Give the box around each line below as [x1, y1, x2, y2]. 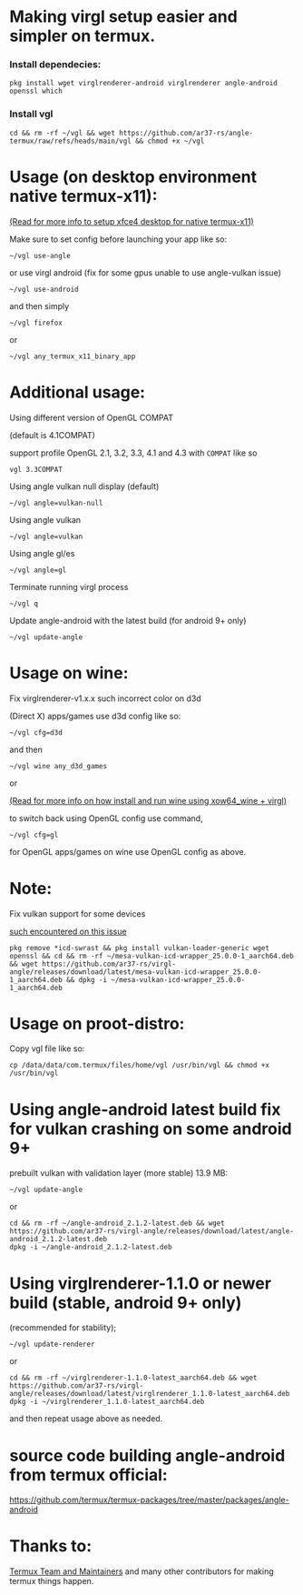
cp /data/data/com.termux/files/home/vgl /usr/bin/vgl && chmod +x [9, 1061, 270, 1070]
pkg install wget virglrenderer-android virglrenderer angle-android [9, 79, 279, 88]
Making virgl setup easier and [9, 6, 238, 27]
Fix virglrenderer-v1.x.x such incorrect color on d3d [9, 693, 201, 704]
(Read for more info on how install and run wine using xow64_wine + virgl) [9, 795, 288, 806]
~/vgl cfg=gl [9, 830, 59, 839]
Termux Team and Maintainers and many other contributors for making [9, 1566, 274, 1577]
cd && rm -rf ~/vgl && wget [9, 128, 116, 137]
